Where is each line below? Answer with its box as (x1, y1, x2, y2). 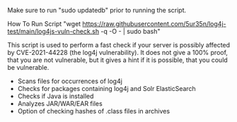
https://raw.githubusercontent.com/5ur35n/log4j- (82, 20, 226, 28)
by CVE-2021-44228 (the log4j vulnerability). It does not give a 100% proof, (7, 49, 229, 56)
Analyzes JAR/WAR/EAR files (17, 99, 103, 108)
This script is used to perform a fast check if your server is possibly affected (7, 41, 231, 49)
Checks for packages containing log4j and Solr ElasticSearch (17, 85, 196, 92)
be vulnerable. (7, 63, 50, 71)
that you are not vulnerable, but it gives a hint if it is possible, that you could (7, 56, 228, 64)
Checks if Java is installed (17, 92, 94, 100)
